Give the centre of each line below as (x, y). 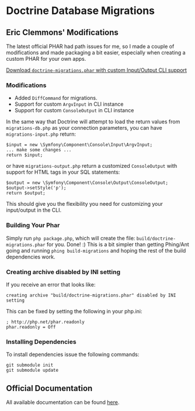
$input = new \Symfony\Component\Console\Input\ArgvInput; (79, 145)
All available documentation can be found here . (63, 402)
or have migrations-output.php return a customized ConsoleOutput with (92, 166)
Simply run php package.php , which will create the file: (71, 238)
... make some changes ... (39, 150)
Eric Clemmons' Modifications (62, 32)
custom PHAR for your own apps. (46, 59)
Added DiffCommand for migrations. (56, 98)
